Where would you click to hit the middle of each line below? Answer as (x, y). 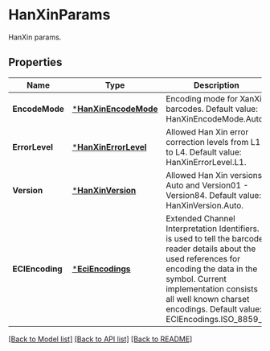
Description (217, 85)
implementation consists (212, 289)
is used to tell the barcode (215, 238)
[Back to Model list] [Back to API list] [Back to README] (100, 339)
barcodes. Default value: (212, 109)
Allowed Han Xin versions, (215, 175)
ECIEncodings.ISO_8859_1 (217, 319)
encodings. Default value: (214, 309)
